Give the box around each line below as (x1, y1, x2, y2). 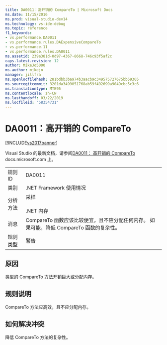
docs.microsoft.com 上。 (5, 157, 56, 163)
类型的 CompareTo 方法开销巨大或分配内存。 (5, 274, 97, 280)
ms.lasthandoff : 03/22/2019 (5, 95, 64, 100)
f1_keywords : (5, 30, 32, 35)
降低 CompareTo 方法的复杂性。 (5, 334, 71, 340)
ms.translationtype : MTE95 (5, 86, 61, 91)
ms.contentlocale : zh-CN (5, 91, 57, 96)
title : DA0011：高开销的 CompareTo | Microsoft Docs (5, 7, 113, 12)
